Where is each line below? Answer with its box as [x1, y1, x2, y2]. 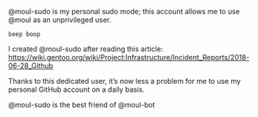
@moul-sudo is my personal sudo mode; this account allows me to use [8, 7, 241, 16]
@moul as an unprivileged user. [8, 15, 112, 25]
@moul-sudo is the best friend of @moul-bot [8, 100, 156, 109]
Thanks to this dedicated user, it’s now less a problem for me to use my [8, 77, 241, 85]
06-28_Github [8, 61, 54, 70]
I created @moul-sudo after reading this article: [8, 44, 164, 54]
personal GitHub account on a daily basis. [8, 85, 145, 94]
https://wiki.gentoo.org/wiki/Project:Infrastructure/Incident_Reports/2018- [8, 53, 250, 62]
